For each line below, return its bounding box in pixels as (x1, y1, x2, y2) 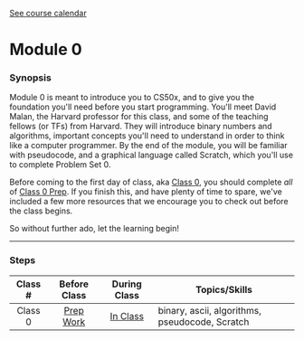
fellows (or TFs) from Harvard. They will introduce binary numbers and (9, 121, 273, 132)
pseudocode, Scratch (157, 316, 250, 328)
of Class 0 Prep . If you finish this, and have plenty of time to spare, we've (9, 186, 282, 197)
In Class (109, 309, 145, 322)
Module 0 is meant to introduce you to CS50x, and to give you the (9, 92, 255, 103)
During (111, 278, 142, 290)
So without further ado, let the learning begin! (9, 223, 179, 234)
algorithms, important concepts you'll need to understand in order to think (9, 130, 285, 141)
